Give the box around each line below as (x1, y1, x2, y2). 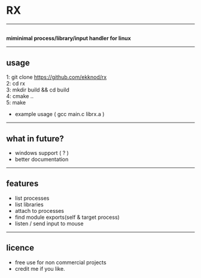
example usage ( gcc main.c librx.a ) (14, 111, 105, 118)
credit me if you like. (14, 265, 65, 272)
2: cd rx (6, 80, 26, 87)
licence (6, 243, 35, 253)
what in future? (6, 133, 65, 143)
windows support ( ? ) (14, 149, 69, 156)
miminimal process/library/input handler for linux (6, 35, 132, 42)
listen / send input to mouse (14, 219, 84, 227)
